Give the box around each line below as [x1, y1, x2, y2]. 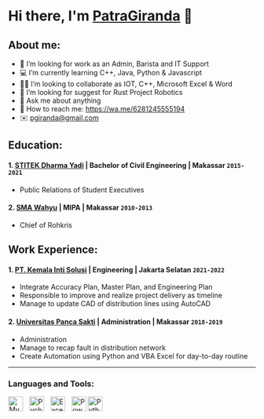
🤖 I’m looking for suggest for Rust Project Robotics [19, 88, 183, 97]
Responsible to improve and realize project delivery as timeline [19, 290, 222, 301]
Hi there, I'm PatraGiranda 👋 [8, 7, 193, 25]
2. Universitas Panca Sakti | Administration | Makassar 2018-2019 [8, 317, 223, 326]
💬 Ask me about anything [19, 96, 101, 105]
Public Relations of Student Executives [19, 184, 145, 195]
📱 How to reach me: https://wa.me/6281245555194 [19, 104, 185, 113]
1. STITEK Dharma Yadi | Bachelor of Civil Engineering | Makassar [8, 160, 225, 169]
